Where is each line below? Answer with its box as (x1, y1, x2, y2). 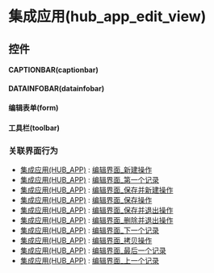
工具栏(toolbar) (8, 123, 61, 132)
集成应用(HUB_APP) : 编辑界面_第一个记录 (19, 175, 160, 185)
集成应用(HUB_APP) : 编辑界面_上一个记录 (19, 256, 160, 266)
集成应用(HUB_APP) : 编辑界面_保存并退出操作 (19, 205, 174, 215)
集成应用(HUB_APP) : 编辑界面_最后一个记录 (19, 246, 167, 255)
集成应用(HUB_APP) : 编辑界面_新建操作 (19, 165, 153, 174)
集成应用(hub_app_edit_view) (8, 7, 207, 26)
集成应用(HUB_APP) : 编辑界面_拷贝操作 (19, 236, 153, 246)
